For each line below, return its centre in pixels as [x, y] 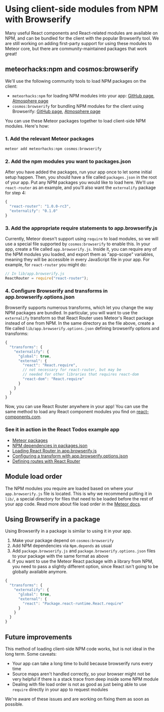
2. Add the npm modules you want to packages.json [68, 161]
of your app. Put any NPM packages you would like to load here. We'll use [80, 183]
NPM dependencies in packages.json [50, 445]
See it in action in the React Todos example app [62, 429]
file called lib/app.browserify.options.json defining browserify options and [82, 329]
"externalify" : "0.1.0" [34, 211]
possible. [14, 704]
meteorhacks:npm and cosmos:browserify [72, 69]
